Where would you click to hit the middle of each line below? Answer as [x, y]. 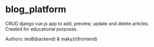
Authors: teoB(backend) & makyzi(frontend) [51, 39]
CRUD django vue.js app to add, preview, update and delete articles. [77, 24]
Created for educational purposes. [42, 29]
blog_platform [36, 9]
